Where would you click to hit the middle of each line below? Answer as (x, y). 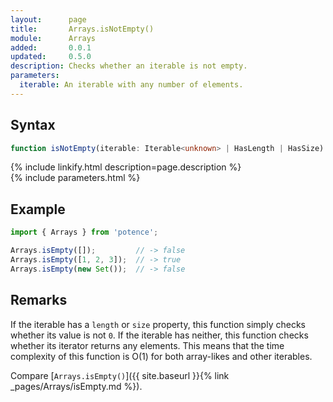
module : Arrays (53, 38)
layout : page (48, 19)
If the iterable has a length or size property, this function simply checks (158, 324)
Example (38, 209)
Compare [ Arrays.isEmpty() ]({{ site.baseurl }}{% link (120, 375)
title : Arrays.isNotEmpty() (82, 29)
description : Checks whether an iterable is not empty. (129, 66)
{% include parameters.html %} (75, 178)
